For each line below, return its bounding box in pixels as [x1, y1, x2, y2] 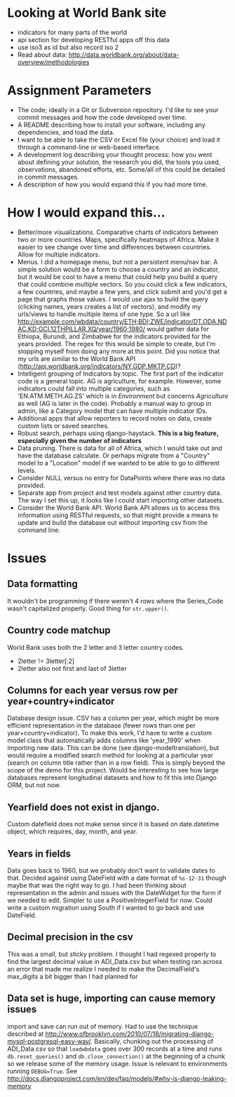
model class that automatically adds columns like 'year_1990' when [7, 736, 201, 744]
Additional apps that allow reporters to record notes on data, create [17, 414, 213, 422]
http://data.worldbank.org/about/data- [68, 50, 180, 59]
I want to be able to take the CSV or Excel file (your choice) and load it [17, 135, 220, 144]
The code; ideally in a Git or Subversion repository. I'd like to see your [17, 105, 219, 114]
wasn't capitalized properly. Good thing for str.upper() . [7, 604, 170, 613]
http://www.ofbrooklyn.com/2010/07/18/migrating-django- [45, 1029, 215, 1038]
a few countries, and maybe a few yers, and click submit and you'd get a [17, 287, 227, 296]
